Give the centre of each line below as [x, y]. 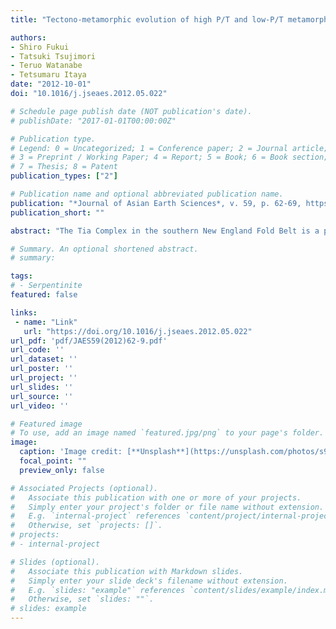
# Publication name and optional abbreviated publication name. [147, 194]
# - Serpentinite [46, 286]
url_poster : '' [42, 369]
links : [24, 312]
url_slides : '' [42, 387]
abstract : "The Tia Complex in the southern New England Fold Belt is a [165, 231]
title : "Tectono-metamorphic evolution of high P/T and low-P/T [147, 19]
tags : [21, 276]
